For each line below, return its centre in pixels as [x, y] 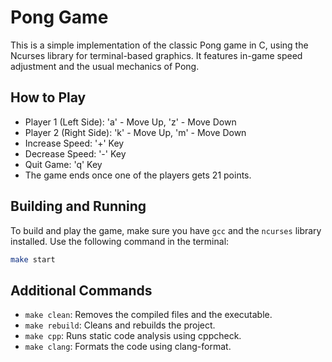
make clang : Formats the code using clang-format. [128, 347]
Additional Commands [81, 290]
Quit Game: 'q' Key [63, 164]
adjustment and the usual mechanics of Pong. [105, 66]
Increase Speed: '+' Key [74, 143]
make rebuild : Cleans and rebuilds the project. [120, 325]
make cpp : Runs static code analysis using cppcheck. [133, 336]
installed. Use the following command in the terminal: [120, 241]
